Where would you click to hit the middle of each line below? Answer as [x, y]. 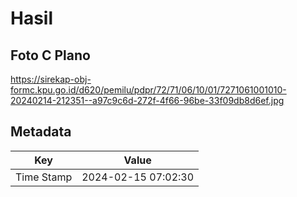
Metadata [41, 132]
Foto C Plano [50, 55]
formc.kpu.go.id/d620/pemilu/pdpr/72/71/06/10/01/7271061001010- [148, 90]
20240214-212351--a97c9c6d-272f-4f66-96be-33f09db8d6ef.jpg [147, 100]
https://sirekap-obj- [51, 79]
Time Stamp [44, 177]
